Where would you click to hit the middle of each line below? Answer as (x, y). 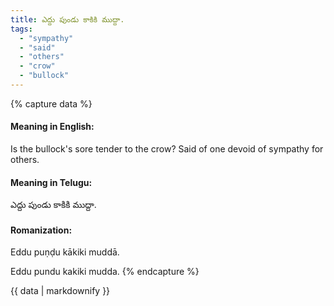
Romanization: (41, 230)
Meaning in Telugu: (51, 182)
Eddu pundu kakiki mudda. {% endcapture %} (105, 272)
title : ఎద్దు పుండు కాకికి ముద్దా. (67, 19)
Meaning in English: (52, 127)
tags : (21, 29)
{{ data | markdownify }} (60, 291)
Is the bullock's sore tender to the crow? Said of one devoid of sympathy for (167, 149)
